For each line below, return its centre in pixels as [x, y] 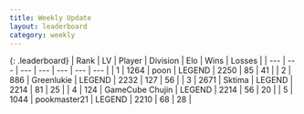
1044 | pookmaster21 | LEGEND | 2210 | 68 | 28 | [100, 99]
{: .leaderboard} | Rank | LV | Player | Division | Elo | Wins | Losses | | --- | [147, 61]
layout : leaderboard [49, 26]
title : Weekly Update [51, 18]
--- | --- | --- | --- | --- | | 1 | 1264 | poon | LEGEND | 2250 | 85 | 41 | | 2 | [156, 70]
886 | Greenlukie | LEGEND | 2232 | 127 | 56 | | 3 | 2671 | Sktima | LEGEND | [152, 80]
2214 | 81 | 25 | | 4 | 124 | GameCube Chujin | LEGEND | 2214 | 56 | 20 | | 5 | [152, 90]
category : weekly [42, 35]
